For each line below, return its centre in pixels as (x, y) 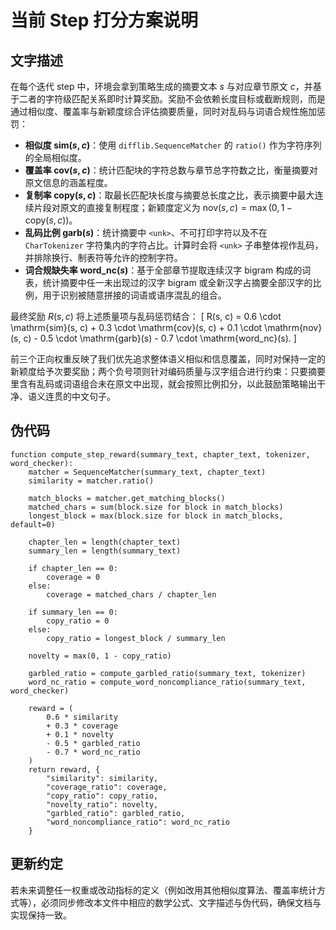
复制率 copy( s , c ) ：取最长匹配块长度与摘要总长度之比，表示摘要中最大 (169, 195)
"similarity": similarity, (102, 778)
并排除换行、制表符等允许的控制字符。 (103, 257)
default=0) (33, 524)
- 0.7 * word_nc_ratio (93, 752)
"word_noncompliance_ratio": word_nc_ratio (138, 822)
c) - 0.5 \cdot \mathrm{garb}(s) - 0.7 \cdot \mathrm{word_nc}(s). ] (160, 338)
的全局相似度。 (55, 157)
